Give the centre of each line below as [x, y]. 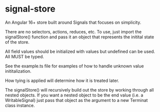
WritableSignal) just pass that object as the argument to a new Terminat [76, 100]
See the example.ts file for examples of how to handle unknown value [74, 66]
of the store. [17, 42]
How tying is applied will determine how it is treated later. [62, 80]
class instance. [20, 105]
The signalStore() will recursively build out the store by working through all [80, 90]
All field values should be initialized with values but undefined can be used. [80, 51]
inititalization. [18, 71]
